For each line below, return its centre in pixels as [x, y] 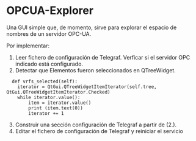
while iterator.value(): [49, 97]
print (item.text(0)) [56, 108]
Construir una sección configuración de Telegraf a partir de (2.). [96, 125]
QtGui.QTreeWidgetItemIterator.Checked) [59, 92]
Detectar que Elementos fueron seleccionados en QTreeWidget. [95, 70]
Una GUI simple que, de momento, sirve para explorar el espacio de [92, 27]
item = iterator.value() [60, 103]
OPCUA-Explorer [50, 11]
